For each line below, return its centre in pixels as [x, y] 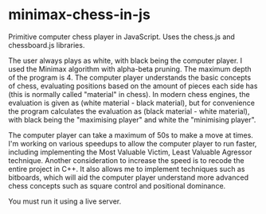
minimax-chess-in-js [80, 15]
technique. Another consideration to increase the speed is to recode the [126, 160]
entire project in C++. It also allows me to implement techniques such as [127, 169]
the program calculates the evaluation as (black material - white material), [129, 111]
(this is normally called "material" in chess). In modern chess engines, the [129, 94]
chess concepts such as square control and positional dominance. [117, 185]
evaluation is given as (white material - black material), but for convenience [131, 103]
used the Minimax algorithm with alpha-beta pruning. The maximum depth [130, 68]
